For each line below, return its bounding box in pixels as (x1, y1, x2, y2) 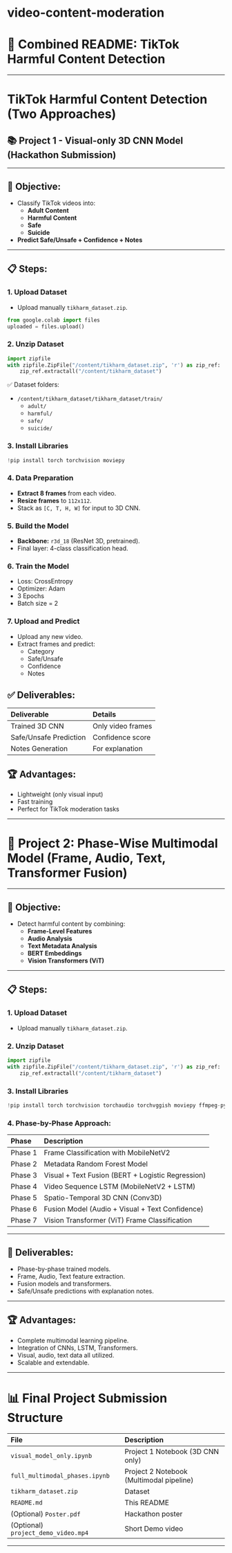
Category (27, 647, 55, 656)
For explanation (92, 744, 143, 753)
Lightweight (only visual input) (17, 790, 104, 798)
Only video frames (92, 721, 153, 731)
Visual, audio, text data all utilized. (17, 1351, 115, 1359)
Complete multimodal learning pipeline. (17, 1336, 129, 1344)
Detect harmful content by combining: (17, 920, 126, 928)
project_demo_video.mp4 (10, 1529, 89, 1536)
